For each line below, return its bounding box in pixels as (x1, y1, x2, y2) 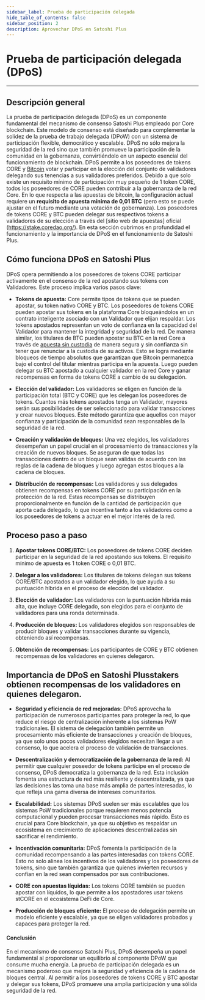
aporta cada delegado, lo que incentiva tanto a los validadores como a (15, 506, 192, 513)
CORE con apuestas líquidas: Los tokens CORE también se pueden (15, 882, 185, 889)
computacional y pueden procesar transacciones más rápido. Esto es (15, 813, 190, 820)
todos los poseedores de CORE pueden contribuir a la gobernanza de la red (6, 184, 197, 192)
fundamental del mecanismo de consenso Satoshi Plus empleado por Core (6, 120, 194, 127)
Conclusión (6, 934, 37, 941)
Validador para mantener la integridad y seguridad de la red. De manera (15, 327, 196, 335)
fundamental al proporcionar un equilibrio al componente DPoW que (6, 954, 178, 962)
